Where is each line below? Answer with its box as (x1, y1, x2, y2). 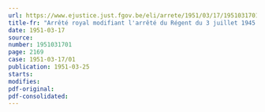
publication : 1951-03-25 (8, 63, 90, 71)
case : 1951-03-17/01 (8, 56, 77, 64)
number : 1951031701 (8, 41, 73, 49)
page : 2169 (8, 48, 44, 56)
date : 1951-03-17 (8, 26, 65, 34)
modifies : (8, 77, 41, 85)
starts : (8, 70, 34, 78)
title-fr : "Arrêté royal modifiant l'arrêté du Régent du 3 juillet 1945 (8, 19, 256, 27)
